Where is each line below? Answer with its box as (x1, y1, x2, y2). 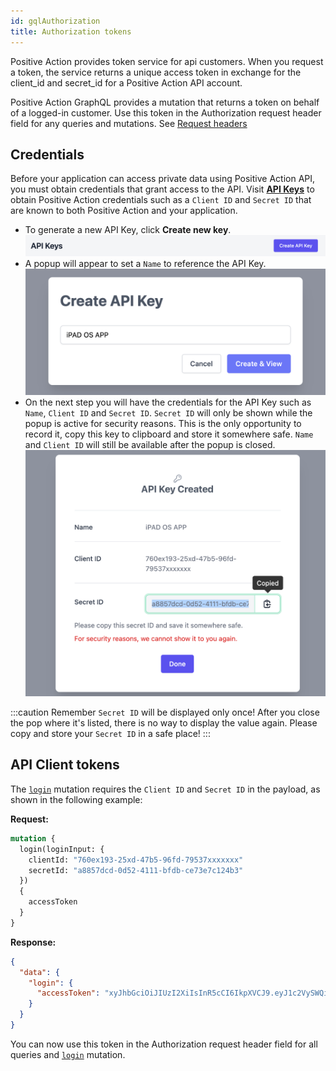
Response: (10, 936, 57, 948)
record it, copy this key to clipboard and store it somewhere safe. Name (24, 428, 314, 440)
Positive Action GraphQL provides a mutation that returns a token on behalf (10, 96, 320, 108)
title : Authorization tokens (10, 26, 132, 37)
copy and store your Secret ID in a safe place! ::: (10, 728, 211, 740)
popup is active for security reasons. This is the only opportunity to (24, 417, 302, 429)
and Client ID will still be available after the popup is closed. (24, 438, 276, 450)
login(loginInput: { (19, 844, 105, 854)
